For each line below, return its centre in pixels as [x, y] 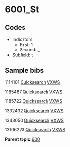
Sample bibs [24, 70]
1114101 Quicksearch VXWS [33, 82]
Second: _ [30, 50]
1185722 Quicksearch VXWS [34, 101]
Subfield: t [23, 55]
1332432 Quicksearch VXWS [34, 110]
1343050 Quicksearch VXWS [34, 120]
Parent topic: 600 [23, 139]
